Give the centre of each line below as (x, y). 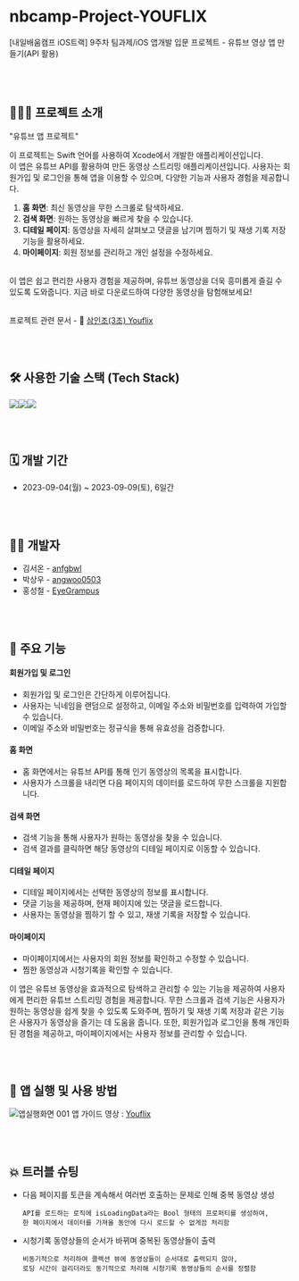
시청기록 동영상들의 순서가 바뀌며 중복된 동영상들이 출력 (119, 1241)
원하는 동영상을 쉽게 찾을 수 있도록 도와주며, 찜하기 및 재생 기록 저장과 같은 (139, 1010)
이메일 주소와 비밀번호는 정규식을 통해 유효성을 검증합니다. (124, 728)
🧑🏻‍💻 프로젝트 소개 (56, 113)
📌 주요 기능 (38, 648)
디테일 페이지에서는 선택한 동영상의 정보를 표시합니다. (115, 892)
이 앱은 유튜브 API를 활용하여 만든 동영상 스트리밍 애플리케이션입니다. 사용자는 (145, 166)
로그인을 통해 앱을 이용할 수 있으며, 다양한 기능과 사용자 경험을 (150, 177)
